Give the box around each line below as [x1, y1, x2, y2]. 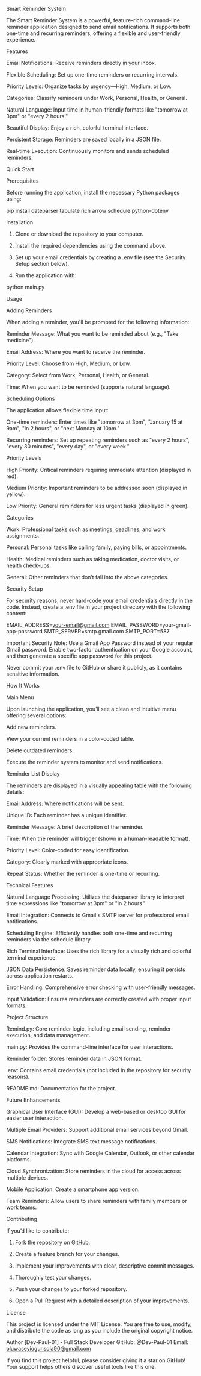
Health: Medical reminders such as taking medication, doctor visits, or [6, 556, 179, 562]
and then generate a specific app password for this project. [6, 652, 153, 659]
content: [6, 610, 27, 617]
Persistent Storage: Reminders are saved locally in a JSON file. [6, 136, 161, 143]
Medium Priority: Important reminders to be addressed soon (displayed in [6, 485, 188, 491]
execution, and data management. [6, 1032, 91, 1038]
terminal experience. [6, 954, 57, 961]
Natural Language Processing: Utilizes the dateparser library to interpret [6, 893, 185, 900]
